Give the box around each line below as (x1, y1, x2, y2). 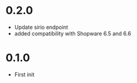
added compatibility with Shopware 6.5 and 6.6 (14, 29, 132, 37)
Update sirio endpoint (14, 23, 68, 31)
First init (14, 70, 35, 78)
